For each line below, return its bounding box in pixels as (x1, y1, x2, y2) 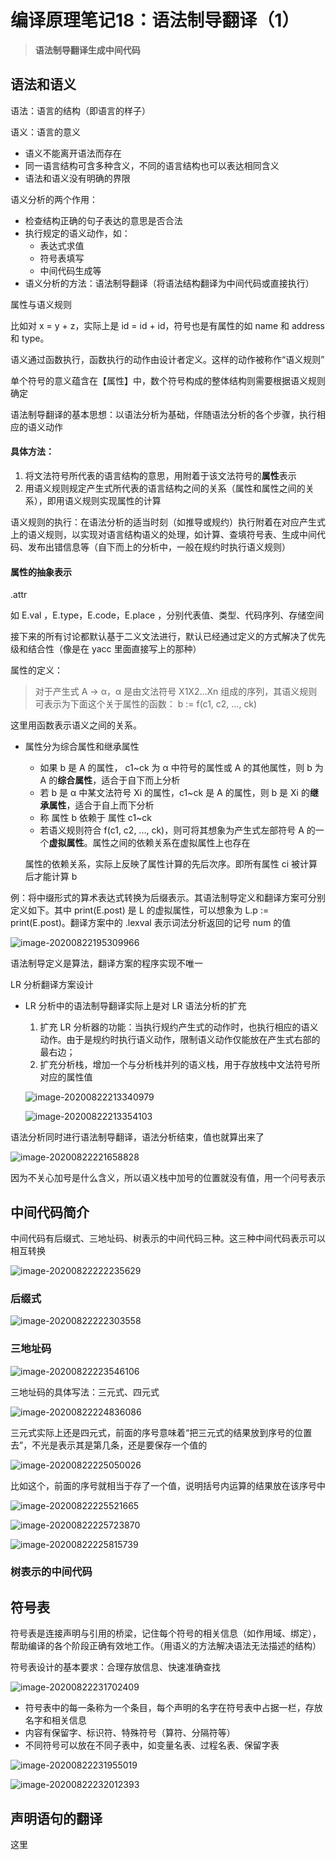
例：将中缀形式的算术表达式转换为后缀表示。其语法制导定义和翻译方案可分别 (10, 892, 326, 904)
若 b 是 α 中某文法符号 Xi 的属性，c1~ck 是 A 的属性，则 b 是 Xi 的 (39, 787, 310, 799)
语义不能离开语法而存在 (24, 147, 122, 159)
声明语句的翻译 (10, 1810, 103, 1827)
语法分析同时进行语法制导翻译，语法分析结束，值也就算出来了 (10, 1131, 265, 1143)
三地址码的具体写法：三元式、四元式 (10, 1386, 160, 1398)
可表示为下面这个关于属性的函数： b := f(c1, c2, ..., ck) (34, 698, 258, 710)
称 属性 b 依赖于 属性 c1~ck (39, 812, 153, 824)
